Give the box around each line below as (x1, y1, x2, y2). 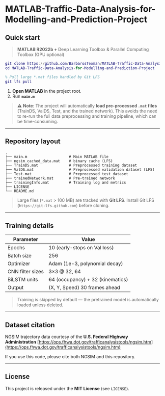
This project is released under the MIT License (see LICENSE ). (5, 385, 129, 391)
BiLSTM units (7, 276, 38, 283)
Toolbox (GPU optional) (17, 52, 65, 57)
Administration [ (5, 339, 39, 344)
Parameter (13, 236, 38, 243)
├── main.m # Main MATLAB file (5, 155, 109, 159)
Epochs (7, 244, 26, 251)
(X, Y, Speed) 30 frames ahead (48, 284, 120, 291)
